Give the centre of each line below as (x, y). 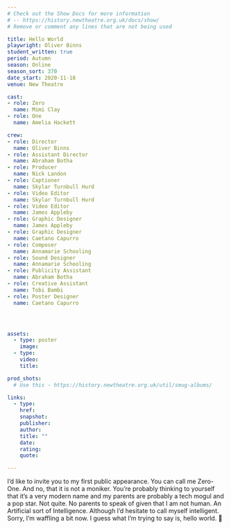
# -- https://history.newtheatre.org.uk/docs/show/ (83, 20)
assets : (18, 334)
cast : (15, 97)
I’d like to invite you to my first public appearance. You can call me (102, 481)
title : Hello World (35, 39)
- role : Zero (26, 103)
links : (17, 397)
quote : (29, 455)
